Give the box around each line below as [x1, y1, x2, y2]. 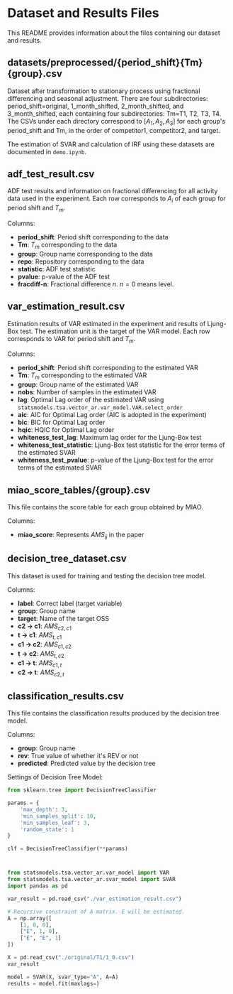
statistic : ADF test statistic [17, 264, 96, 273]
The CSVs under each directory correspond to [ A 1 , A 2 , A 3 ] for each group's [7, 117, 226, 127]
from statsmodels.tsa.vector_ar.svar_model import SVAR [7, 876, 176, 883]
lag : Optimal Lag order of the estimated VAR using [17, 396, 164, 404]
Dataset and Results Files [7, 5, 159, 21]
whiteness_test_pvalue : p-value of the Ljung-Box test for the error [17, 456, 214, 465]
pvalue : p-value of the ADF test [17, 272, 110, 281]
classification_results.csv [7, 690, 124, 702]
